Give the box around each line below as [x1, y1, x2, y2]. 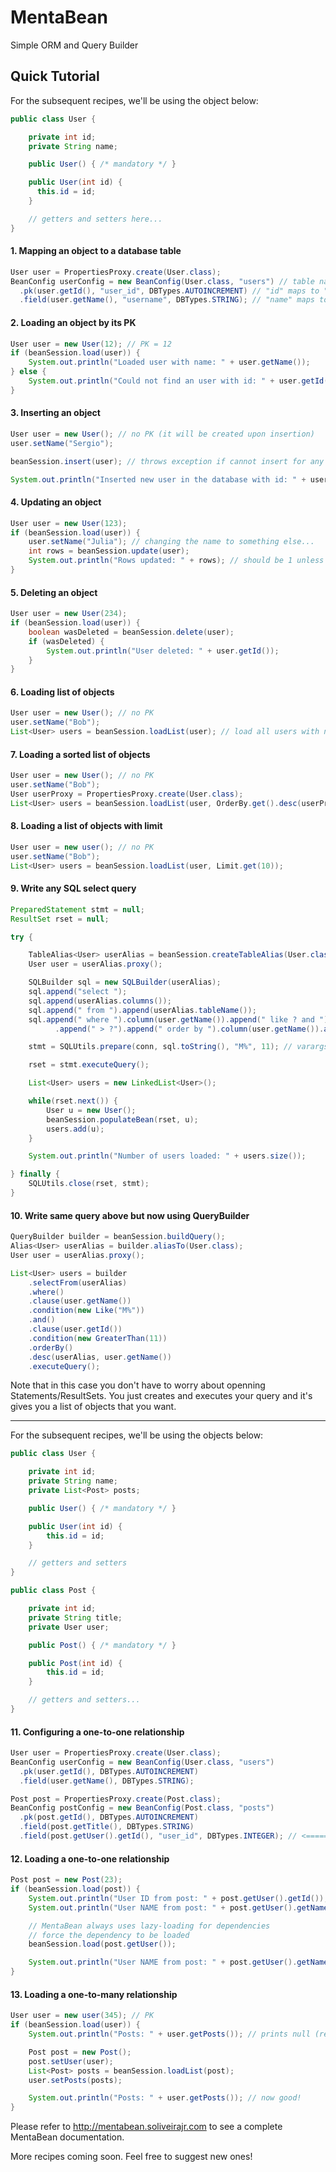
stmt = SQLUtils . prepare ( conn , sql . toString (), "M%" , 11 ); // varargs [28, 1042, 329, 1052]
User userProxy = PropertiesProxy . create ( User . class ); [10, 789, 244, 800]
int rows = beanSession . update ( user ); [28, 546, 190, 556]
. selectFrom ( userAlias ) [28, 1277, 128, 1288]
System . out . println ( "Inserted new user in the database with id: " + [10, 474, 307, 485]
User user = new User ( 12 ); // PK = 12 [10, 339, 172, 349]
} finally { [10, 1169, 60, 1180]
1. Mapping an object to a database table [10, 245, 182, 257]
